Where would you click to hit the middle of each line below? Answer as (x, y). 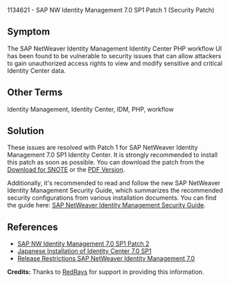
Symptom (29, 32)
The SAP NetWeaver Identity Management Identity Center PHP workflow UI (115, 49)
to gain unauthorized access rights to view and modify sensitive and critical (115, 63)
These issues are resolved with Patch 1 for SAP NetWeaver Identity (103, 148)
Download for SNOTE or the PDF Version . (66, 170)
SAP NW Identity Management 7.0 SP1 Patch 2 (83, 244)
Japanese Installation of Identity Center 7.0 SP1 (84, 251)
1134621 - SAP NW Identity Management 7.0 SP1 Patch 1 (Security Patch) (111, 10)
